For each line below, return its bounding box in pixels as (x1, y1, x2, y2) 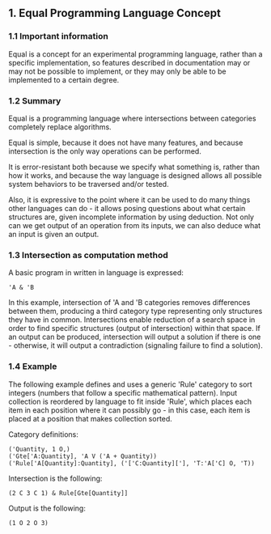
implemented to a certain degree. (8, 74, 120, 84)
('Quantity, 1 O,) (8, 445, 70, 453)
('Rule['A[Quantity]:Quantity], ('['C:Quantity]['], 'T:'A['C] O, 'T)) (8, 459, 255, 468)
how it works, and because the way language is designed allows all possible (8, 170, 262, 180)
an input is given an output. (8, 229, 100, 239)
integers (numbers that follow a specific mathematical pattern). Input (8, 388, 238, 397)
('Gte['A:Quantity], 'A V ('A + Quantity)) (8, 452, 158, 460)
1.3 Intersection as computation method (8, 249, 168, 261)
